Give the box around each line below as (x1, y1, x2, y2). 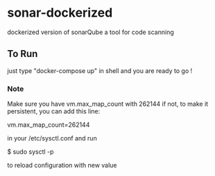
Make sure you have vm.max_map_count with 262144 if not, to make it (7, 99, 209, 109)
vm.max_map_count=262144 (7, 120, 90, 129)
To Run (7, 48, 38, 60)
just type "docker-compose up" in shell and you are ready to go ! (7, 66, 193, 74)
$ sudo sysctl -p (7, 147, 54, 156)
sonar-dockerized (7, 5, 113, 21)
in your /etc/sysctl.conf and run (7, 134, 97, 143)
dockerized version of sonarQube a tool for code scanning (7, 28, 175, 36)
